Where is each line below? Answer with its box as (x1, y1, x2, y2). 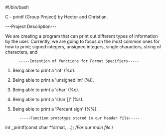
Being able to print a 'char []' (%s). (12, 97, 84, 102)
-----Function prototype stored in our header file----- (19, 116, 140, 121)
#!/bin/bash (5, 4, 29, 10)
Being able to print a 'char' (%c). (12, 87, 80, 93)
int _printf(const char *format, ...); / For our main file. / (5, 125, 114, 130)
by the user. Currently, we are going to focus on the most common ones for (5, 38, 160, 44)
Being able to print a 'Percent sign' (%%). (12, 106, 98, 112)
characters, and (5, 49, 38, 55)
